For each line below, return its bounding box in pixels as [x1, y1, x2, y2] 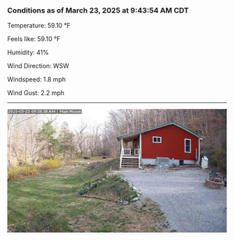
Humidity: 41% [7, 48, 49, 57]
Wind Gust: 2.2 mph [7, 89, 65, 97]
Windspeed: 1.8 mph [7, 75, 66, 83]
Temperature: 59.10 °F [7, 22, 71, 30]
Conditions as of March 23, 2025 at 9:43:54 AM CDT [7, 6, 189, 15]
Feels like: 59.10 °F [7, 35, 61, 43]
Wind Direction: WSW [7, 62, 70, 70]
